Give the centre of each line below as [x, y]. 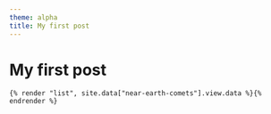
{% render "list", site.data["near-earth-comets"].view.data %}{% [135, 94]
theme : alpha [34, 17]
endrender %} [34, 102]
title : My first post [50, 26]
